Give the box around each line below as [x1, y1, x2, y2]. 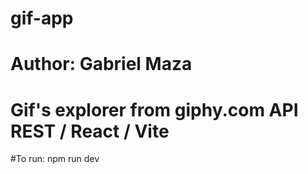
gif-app [10, 7, 74, 30]
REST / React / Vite [10, 120, 170, 142]
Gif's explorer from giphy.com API [10, 98, 299, 121]
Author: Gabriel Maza [10, 53, 193, 76]
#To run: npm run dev [10, 153, 100, 165]
